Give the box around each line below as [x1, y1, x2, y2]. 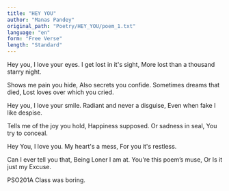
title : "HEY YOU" [7, 10, 57, 17]
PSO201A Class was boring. [7, 176, 85, 184]
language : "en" [7, 29, 51, 36]
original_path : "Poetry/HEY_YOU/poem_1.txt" [7, 23, 136, 29]
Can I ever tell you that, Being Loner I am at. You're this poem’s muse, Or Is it [7, 156, 223, 164]
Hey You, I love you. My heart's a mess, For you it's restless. [7, 143, 177, 150]
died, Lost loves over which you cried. [7, 88, 114, 96]
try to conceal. [7, 129, 48, 137]
